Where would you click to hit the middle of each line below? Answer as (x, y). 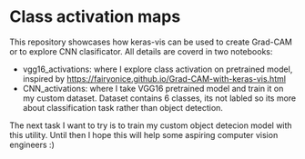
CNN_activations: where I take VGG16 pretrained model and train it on (153, 88)
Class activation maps (95, 17)
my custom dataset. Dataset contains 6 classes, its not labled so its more (159, 98)
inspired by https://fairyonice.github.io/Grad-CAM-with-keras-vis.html (154, 78)
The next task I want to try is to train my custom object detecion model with (151, 125)
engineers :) (32, 144)
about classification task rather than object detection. (122, 107)
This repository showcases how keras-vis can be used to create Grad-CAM (151, 42)
